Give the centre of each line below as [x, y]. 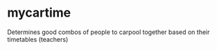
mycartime [39, 13]
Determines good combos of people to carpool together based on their [108, 32]
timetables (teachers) [38, 39]
